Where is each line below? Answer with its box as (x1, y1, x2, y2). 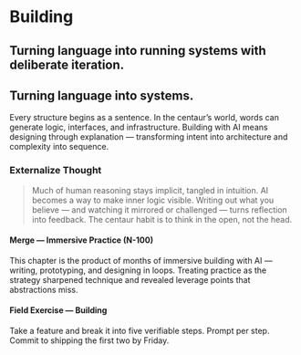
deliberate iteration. (9, 57, 125, 72)
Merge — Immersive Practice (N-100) (9, 235, 153, 245)
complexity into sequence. (9, 141, 109, 152)
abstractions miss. (9, 284, 78, 295)
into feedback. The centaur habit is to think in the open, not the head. (31, 214, 293, 224)
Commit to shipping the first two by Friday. (9, 335, 170, 346)
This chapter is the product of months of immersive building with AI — (9, 255, 273, 266)
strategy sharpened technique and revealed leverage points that (9, 274, 251, 285)
